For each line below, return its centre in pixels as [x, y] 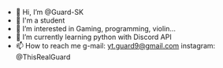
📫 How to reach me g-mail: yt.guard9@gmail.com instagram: [115, 46]
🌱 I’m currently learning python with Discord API [93, 37]
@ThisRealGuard [43, 57]
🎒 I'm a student [40, 20]
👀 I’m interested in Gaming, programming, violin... [95, 29]
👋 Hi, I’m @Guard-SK [50, 12]
